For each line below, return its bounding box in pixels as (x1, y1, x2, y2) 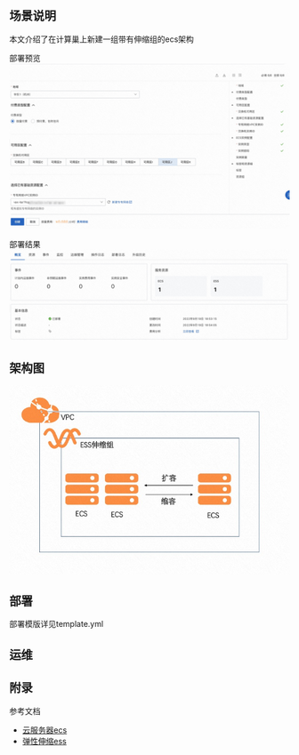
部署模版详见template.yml (9, 619, 104, 630)
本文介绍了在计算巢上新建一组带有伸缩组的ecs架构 (9, 34, 194, 44)
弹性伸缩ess (21, 735, 67, 746)
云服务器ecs (21, 724, 68, 735)
